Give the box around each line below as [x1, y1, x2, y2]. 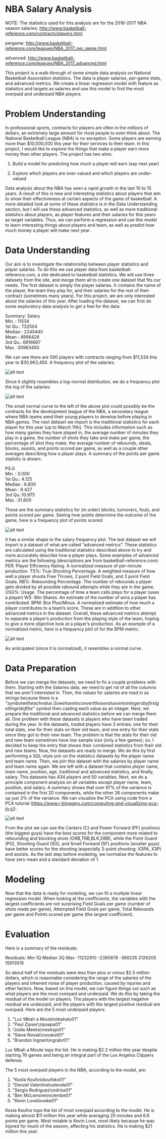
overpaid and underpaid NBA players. [5, 91, 82, 97]
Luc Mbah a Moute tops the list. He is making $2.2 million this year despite [5, 1047, 158, 1053]
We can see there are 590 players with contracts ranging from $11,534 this [5, 354, 158, 360]
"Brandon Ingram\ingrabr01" [12, 1037, 70, 1043]
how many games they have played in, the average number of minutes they [5, 429, 159, 435]
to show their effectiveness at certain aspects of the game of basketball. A [5, 195, 157, 201]
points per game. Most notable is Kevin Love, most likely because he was [5, 1118, 155, 1124]
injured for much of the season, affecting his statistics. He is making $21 [5, 1123, 153, 1129]
